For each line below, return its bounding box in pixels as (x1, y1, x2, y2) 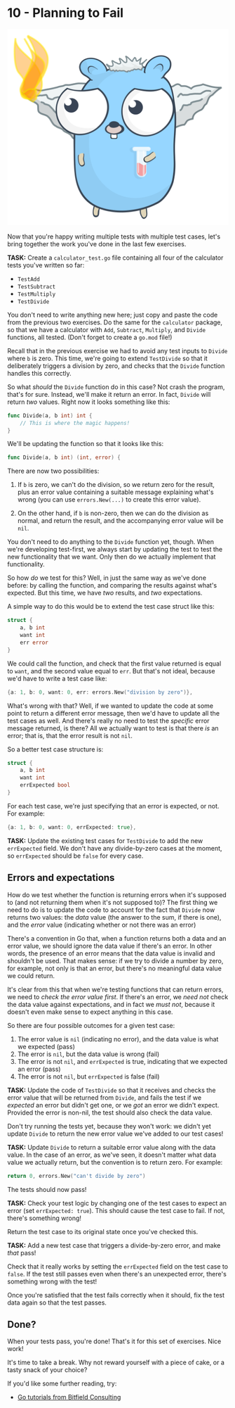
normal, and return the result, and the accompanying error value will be (17, 516, 224, 525)
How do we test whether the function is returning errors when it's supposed (7, 890, 227, 899)
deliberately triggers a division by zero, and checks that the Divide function (7, 361, 225, 370)
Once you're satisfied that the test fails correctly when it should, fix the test (7, 1290, 225, 1299)
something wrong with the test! (7, 1277, 98, 1286)
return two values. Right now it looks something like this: (7, 398, 170, 406)
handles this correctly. (7, 369, 72, 377)
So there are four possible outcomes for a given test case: (7, 1021, 175, 1029)
